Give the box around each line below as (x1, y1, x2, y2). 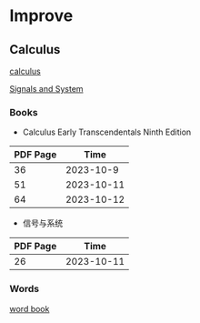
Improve (9, 5, 74, 26)
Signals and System (9, 84, 84, 94)
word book (9, 303, 50, 314)
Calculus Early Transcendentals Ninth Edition (22, 126, 192, 137)
